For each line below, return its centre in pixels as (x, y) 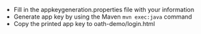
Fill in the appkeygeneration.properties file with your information (104, 10)
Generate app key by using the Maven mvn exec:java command (103, 17)
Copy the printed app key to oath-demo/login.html (84, 24)
